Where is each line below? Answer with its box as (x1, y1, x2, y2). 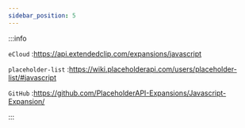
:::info (8, 33, 27, 43)
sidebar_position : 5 (8, 11, 77, 20)
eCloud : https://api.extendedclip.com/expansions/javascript (8, 48, 202, 58)
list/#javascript (8, 72, 57, 82)
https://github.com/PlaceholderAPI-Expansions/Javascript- (33, 88, 227, 98)
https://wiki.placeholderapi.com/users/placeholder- (68, 64, 238, 74)
